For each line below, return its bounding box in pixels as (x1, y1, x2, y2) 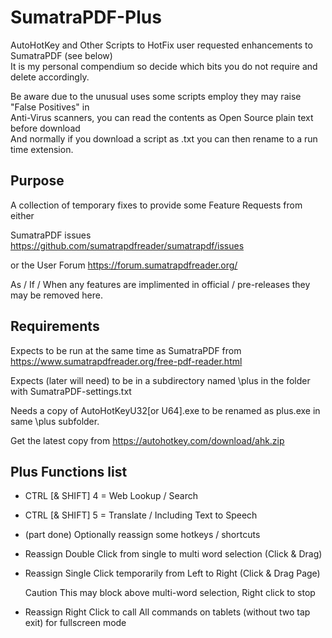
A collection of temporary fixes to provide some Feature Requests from (10, 199, 303, 211)
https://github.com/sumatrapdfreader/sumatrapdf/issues (10, 239, 245, 251)
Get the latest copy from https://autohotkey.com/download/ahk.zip (10, 434, 285, 446)
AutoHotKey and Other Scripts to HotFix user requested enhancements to (10, 39, 313, 51)
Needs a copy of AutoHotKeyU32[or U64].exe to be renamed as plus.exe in (10, 404, 321, 416)
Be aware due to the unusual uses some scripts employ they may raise (10, 90, 302, 102)
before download (10, 122, 81, 134)
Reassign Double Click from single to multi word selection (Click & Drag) (24, 548, 323, 560)
